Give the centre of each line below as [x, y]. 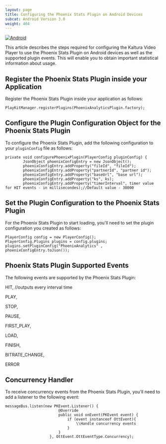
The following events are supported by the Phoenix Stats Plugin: [71, 277]
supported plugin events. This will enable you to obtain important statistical [82, 58]
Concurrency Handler [39, 380]
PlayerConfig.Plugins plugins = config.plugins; [56, 241]
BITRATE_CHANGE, [25, 354]
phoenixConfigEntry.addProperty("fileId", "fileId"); [80, 166]
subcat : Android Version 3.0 [35, 19]
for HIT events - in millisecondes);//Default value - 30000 [70, 188]
